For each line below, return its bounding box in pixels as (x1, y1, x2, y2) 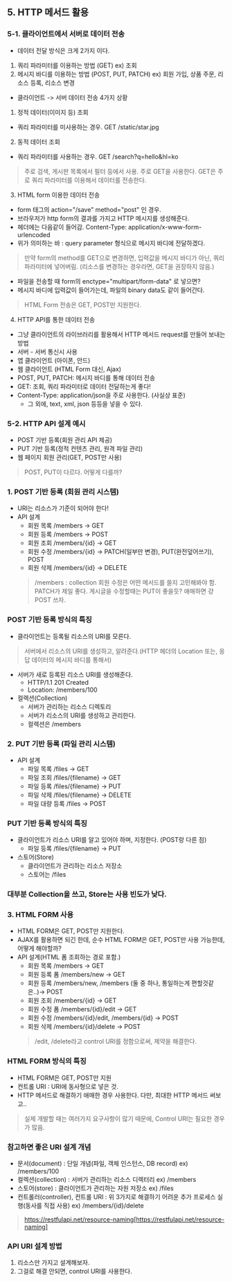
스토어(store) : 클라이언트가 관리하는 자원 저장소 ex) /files (17, 1184, 175, 1192)
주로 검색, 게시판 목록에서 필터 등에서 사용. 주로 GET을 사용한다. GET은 (24, 167, 216, 175)
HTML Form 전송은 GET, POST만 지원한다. (24, 300, 142, 309)
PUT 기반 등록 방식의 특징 (7, 818, 88, 828)
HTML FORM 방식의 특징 (7, 1056, 87, 1066)
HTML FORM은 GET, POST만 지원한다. (17, 927, 125, 935)
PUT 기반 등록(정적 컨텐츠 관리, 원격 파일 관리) (17, 444, 143, 453)
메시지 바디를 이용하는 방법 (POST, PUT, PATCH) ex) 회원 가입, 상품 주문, (17, 70, 217, 78)
